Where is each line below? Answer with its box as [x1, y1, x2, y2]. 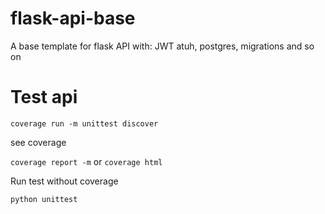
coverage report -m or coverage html [10, 155, 163, 167]
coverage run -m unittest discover [10, 118, 159, 129]
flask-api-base [10, 7, 136, 30]
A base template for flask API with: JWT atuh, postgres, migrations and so [10, 40, 315, 52]
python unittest [10, 194, 78, 204]
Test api [10, 86, 78, 109]
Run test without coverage [10, 175, 119, 187]
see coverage [10, 136, 67, 148]
